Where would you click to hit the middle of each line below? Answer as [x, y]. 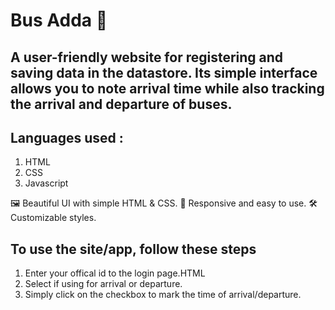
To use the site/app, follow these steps [133, 249]
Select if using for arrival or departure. [103, 284]
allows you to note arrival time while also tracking [167, 88]
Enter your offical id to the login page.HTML [115, 273]
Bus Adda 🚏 [59, 20]
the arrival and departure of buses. [121, 104]
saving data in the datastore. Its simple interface [164, 72]
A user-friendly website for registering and [147, 57]
